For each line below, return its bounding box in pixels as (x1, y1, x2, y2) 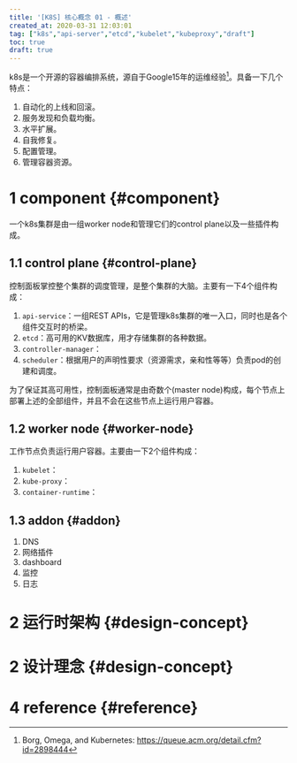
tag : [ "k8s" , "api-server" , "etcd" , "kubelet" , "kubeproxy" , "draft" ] (9, 29, 255, 38)
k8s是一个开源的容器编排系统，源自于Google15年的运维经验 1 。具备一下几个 (9, 70, 284, 82)
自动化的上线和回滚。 (21, 101, 100, 111)
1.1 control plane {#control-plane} (9, 256, 197, 271)
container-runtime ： (21, 487, 98, 498)
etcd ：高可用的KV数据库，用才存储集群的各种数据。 (21, 332, 212, 343)
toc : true (9, 37, 46, 47)
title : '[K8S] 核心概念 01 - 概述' (9, 12, 133, 22)
